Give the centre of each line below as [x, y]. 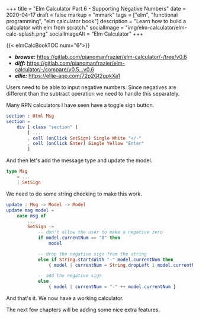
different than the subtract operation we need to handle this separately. [93, 94]
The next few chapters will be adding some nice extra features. [83, 309]
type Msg [17, 172]
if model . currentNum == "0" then [79, 238]
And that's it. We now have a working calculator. [65, 298]
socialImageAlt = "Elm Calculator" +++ [97, 34]
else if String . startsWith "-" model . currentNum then [105, 260]
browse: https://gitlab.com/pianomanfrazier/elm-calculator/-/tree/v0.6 [101, 57]
